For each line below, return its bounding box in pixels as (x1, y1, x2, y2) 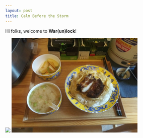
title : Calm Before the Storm (5, 13, 69, 19)
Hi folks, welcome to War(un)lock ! (5, 28, 77, 34)
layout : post (5, 8, 33, 13)
